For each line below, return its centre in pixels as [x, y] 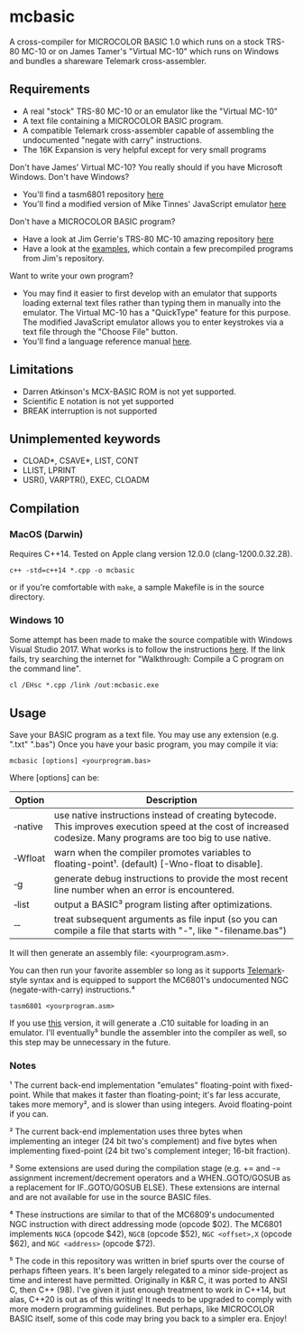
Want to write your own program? [71, 275]
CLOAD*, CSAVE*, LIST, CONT [81, 461]
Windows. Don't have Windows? [69, 176]
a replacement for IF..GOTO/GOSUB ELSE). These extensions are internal [145, 1187]
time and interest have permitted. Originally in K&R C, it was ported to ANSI [148, 1281]
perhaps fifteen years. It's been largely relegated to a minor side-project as [149, 1271]
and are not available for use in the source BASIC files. [110, 1197]
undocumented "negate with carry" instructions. [112, 140]
